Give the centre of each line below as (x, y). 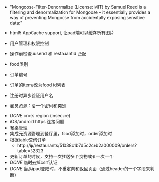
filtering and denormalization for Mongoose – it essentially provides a (80, 12)
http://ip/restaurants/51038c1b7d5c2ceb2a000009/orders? (77, 145)
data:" (16, 23)
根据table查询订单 (28, 140)
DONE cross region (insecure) (40, 116)
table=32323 (30, 151)
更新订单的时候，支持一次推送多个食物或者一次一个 (62, 156)
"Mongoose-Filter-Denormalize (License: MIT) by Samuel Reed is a (78, 7)
